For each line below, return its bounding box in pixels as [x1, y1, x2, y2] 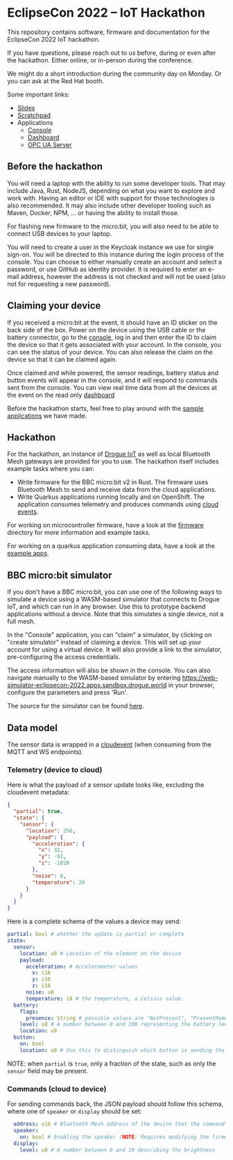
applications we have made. [7, 411, 87, 420]
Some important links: [7, 90, 70, 99]
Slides [17, 103, 35, 112]
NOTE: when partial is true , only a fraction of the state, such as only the [7, 1059, 216, 1068]
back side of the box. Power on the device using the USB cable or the [7, 325, 206, 334]
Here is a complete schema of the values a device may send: [7, 917, 182, 926]
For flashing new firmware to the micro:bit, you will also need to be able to [7, 222, 219, 230]
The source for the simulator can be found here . [7, 702, 144, 710]
